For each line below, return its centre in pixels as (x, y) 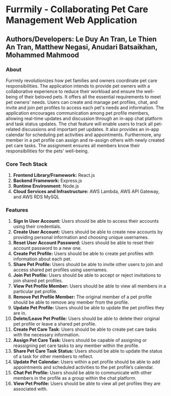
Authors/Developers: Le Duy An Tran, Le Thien (81, 39)
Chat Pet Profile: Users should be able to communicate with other (82, 373)
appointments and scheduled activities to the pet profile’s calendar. (83, 367)
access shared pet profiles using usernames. (60, 270)
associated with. (30, 389)
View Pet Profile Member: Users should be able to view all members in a (90, 286)
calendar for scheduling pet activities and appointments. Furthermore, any (84, 135)
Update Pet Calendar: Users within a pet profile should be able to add (87, 362)
